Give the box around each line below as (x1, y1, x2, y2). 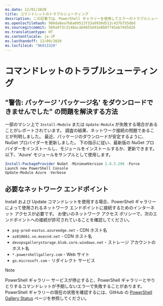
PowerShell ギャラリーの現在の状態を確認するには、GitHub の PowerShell (5, 290, 153, 295)
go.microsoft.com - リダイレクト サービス (12, 258, 96, 263)
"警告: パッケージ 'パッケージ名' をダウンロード (5, 98, 147, 107)
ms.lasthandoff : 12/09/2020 (5, 39, 62, 44)
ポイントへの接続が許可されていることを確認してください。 (13, 217, 132, 223)
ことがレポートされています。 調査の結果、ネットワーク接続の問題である (5, 127, 150, 133)
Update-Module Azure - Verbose (5, 170, 66, 175)
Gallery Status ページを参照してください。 (5, 295, 90, 301)
